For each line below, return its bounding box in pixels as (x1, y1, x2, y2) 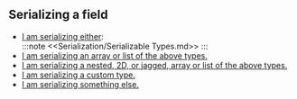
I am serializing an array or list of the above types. (21, 49, 209, 61)
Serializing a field (8, 7, 109, 22)
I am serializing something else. (21, 78, 139, 89)
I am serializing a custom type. (21, 69, 136, 80)
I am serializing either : (21, 31, 105, 41)
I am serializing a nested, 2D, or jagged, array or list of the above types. (21, 59, 288, 70)
